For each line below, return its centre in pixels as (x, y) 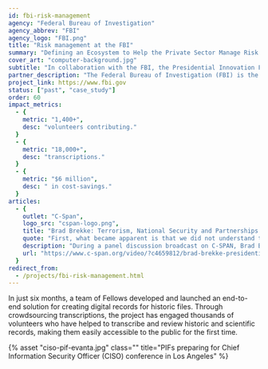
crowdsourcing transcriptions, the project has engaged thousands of (121, 315)
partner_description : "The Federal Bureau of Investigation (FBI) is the (134, 75)
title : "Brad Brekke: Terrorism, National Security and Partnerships (141, 231)
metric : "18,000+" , (55, 149)
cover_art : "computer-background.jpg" (73, 61)
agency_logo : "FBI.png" (48, 38)
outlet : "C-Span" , (53, 216)
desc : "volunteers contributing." (80, 127)
